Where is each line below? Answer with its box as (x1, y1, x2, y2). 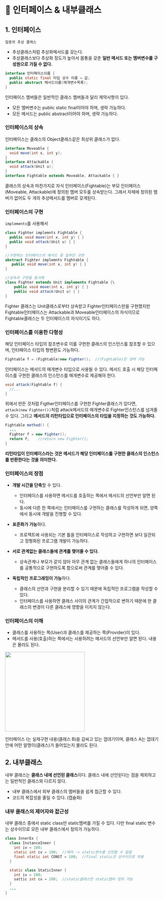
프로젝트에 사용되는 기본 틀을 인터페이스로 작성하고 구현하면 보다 (19, 532, 143, 538)
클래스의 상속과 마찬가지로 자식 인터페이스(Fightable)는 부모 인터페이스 (5, 182, 141, 189)
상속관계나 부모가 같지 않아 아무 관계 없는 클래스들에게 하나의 (19, 559, 136, 565)
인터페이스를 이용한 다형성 (5, 329, 63, 336)
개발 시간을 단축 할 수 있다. (12, 482, 62, 488)
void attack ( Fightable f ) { (5, 382, 63, 387)
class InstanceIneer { (9, 841, 56, 846)
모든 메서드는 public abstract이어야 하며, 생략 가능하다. (12, 111, 118, 117)
